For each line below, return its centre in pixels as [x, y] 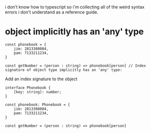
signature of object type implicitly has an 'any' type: [64, 70]
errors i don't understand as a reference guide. [52, 12]
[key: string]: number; [38, 92]
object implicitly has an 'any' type [75, 32]
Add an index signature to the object [41, 79]
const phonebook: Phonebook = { [38, 104]
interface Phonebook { [28, 88]
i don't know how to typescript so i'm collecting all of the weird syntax [75, 7]
